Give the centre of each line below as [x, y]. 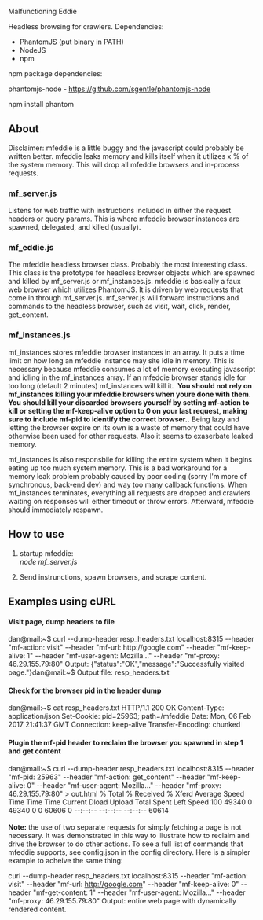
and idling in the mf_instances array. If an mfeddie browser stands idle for [127, 377]
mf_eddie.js [31, 248]
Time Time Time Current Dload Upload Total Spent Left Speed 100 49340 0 [130, 802]
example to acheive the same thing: [66, 860]
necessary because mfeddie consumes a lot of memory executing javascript [132, 369]
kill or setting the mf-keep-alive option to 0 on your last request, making [128, 410]
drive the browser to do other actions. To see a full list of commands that [126, 844]
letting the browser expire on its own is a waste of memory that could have [129, 427]
